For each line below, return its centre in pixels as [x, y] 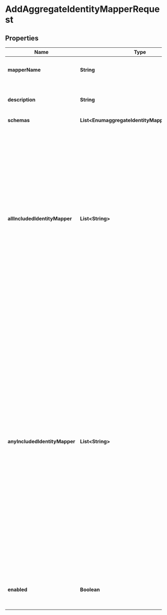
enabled [17, 590]
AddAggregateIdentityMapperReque [83, 9]
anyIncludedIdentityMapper [42, 441]
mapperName [24, 70]
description [22, 100]
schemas [19, 120]
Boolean [90, 590]
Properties [22, 38]
